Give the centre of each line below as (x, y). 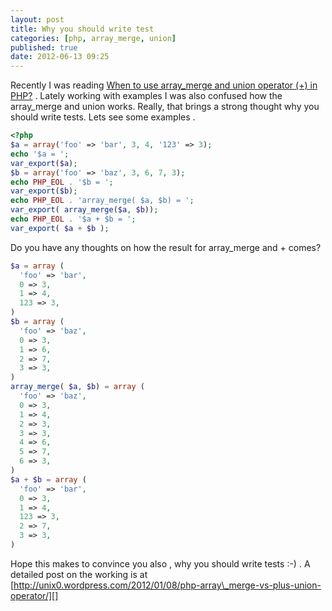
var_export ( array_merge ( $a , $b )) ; (84, 210)
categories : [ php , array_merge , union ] (93, 38)
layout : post (37, 19)
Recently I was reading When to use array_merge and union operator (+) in (164, 85)
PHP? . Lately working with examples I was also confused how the (146, 96)
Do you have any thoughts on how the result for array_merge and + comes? (166, 247)
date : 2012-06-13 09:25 (60, 57)
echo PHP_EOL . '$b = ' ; (62, 182)
